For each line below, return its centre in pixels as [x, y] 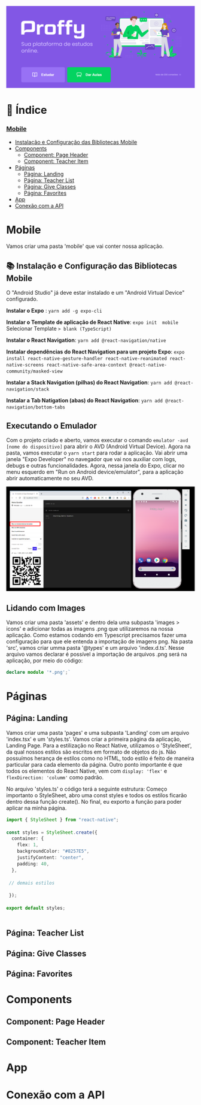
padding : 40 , [33, 864]
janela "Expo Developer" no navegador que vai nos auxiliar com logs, [91, 459]
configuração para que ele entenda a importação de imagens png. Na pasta [100, 641]
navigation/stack [28, 389]
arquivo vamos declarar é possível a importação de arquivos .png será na [97, 654]
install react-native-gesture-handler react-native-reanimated [87, 359]
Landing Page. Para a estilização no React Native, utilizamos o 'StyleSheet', [99, 745]
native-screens [25, 365]
